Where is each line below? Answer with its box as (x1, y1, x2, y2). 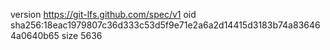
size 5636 (61, 30, 103, 41)
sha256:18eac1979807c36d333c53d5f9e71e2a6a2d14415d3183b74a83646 (10, 19, 321, 31)
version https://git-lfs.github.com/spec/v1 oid (10, 9, 197, 20)
